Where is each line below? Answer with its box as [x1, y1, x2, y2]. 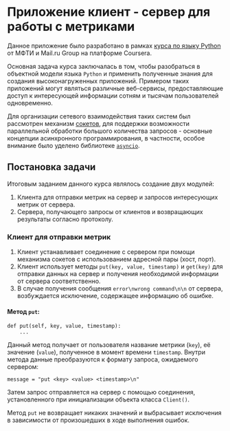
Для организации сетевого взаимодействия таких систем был [7, 112, 191, 120]
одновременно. [7, 98, 54, 107]
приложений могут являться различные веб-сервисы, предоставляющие [7, 84, 224, 92]
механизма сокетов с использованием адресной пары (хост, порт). [16, 255, 216, 264]
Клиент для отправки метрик [7, 232, 111, 242]
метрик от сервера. [16, 200, 76, 209]
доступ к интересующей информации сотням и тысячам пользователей [7, 91, 219, 100]
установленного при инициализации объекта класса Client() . [7, 395, 190, 403]
